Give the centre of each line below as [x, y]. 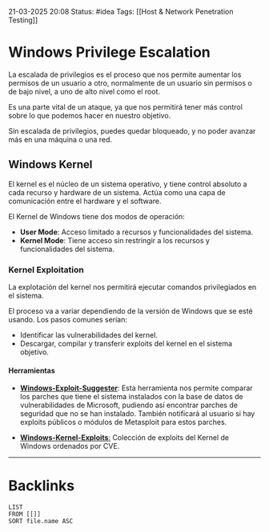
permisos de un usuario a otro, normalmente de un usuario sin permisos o [130, 82]
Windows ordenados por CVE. [70, 446]
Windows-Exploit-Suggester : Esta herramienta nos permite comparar [137, 388]
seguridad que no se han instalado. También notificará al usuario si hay [137, 414]
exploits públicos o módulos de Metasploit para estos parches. [123, 422]
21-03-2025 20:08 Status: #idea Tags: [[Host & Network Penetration [121, 12]
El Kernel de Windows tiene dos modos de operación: [97, 216]
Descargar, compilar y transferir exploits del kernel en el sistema [126, 344]
